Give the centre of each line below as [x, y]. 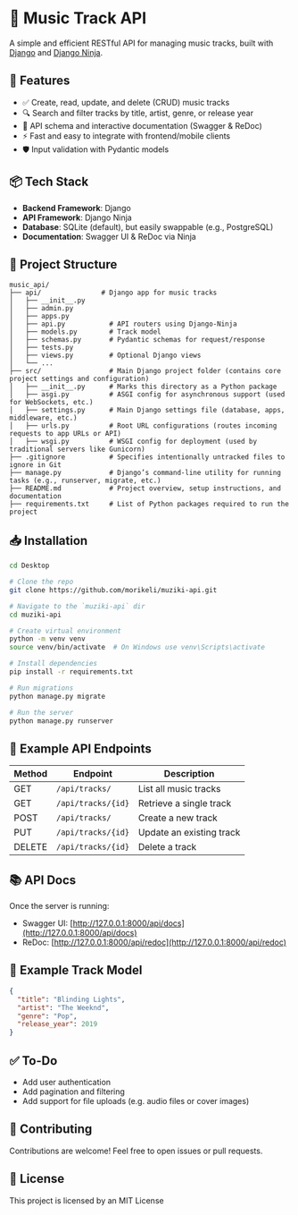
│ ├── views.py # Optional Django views [105, 356]
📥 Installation [49, 540]
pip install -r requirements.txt [71, 672]
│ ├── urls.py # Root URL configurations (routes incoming [143, 426]
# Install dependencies [54, 664]
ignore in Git [36, 465]
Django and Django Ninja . [56, 52]
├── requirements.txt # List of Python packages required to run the [149, 505]
